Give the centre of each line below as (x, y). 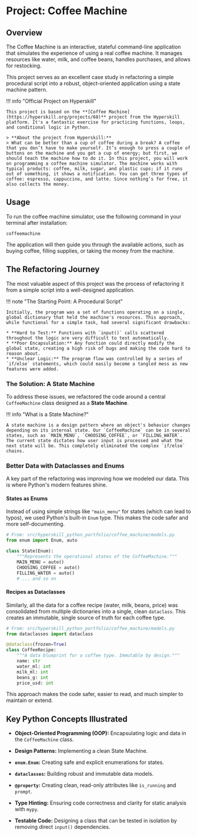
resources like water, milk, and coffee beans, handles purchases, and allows (98, 59)
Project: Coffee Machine (67, 11)
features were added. (33, 369)
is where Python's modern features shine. (57, 485)
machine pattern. (27, 89)
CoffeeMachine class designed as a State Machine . (68, 403)
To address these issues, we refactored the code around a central (86, 396)
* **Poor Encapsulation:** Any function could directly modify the (91, 343)
